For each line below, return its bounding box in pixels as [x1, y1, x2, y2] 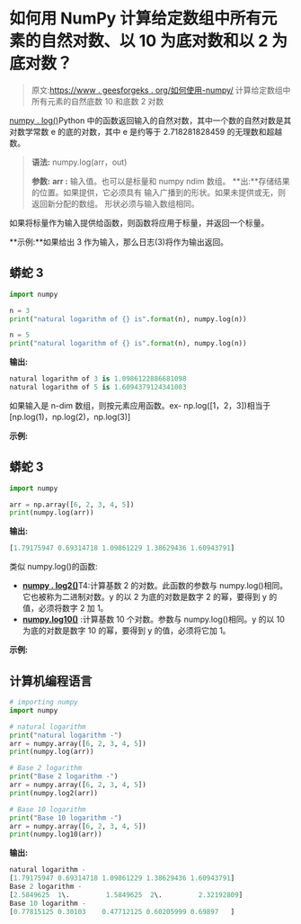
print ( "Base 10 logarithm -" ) [9, 813, 123, 822]
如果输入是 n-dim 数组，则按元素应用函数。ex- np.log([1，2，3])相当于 [9, 399, 271, 410]
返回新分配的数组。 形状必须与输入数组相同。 [31, 198, 199, 209]
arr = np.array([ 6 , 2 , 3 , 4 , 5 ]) [9, 500, 135, 509]
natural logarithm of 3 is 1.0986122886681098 [9, 374, 187, 383]
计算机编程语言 [9, 673, 93, 688]
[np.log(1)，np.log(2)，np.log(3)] [9, 411, 131, 422]
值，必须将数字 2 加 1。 [22, 603, 109, 614]
